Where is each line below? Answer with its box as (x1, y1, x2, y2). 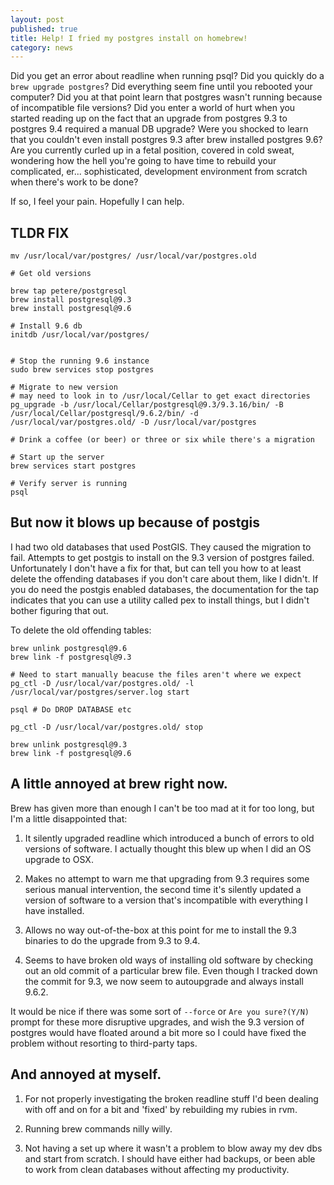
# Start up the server (10, 452, 105, 463)
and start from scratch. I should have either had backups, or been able (24, 1152, 316, 1165)
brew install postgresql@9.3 (10, 295, 132, 305)
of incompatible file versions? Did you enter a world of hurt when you (10, 102, 296, 114)
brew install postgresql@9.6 (10, 304, 132, 314)
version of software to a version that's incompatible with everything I (24, 894, 308, 906)
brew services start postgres (10, 461, 137, 471)
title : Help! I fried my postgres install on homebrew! (10, 33, 248, 43)
